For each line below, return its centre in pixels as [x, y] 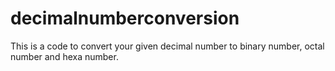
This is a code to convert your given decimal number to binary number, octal [167, 46]
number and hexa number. [64, 56]
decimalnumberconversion [125, 18]
